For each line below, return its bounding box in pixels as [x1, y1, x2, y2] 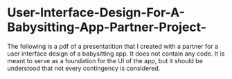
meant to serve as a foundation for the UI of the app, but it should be [7, 56, 203, 65]
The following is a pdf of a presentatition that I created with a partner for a [7, 42, 219, 50]
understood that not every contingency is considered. [7, 64, 161, 72]
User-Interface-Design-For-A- [7, 5, 186, 21]
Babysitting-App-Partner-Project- [7, 19, 206, 35]
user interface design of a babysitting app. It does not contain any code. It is [7, 49, 225, 58]
